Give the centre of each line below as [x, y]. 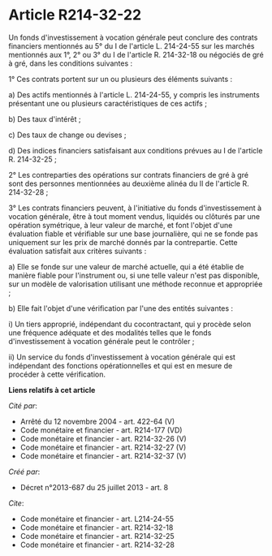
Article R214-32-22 [75, 15]
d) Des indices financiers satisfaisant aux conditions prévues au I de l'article [136, 150]
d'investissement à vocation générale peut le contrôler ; [101, 341]
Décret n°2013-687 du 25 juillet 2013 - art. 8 [94, 487]
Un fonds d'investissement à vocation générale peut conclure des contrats [133, 37]
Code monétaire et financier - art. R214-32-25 [97, 536]
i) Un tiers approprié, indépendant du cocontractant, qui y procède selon [130, 324]
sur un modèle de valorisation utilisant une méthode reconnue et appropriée [136, 284]
